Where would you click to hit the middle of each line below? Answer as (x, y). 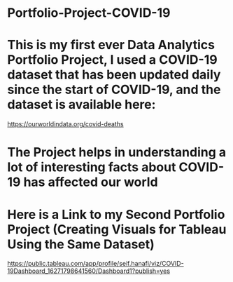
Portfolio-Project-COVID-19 (89, 13)
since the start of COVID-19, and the (114, 90)
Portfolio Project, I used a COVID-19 (113, 60)
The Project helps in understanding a (117, 153)
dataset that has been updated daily (114, 75)
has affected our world (91, 182)
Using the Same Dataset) (81, 244)
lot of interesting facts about (92, 167)
